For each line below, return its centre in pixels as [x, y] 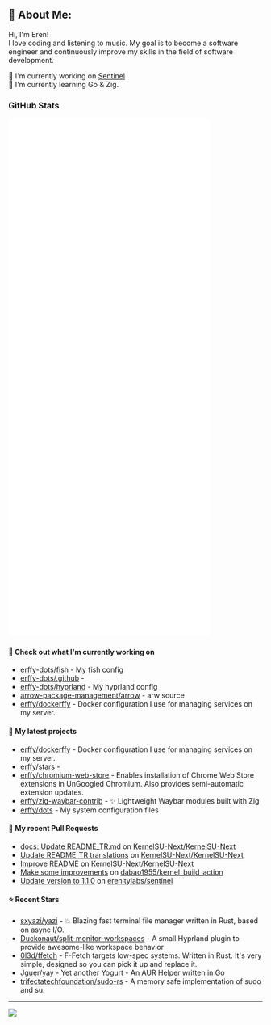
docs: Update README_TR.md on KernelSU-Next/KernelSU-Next [128, 846]
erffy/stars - [40, 766]
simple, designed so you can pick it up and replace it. [108, 964]
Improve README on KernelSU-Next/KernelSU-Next [107, 863]
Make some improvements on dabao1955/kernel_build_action [121, 872]
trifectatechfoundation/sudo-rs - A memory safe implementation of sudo [141, 981]
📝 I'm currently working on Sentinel [67, 76]
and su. [33, 989]
